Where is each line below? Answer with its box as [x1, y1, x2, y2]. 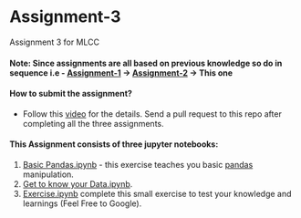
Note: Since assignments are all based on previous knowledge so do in [9, 57, 283, 68]
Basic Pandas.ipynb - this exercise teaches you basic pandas [22, 159, 254, 170]
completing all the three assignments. [22, 118, 164, 129]
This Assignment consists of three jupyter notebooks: [9, 139, 219, 150]
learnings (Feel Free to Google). [22, 198, 142, 209]
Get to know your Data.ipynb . [22, 178, 133, 189]
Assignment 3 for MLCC [9, 36, 100, 47]
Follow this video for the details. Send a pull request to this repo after [22, 108, 283, 119]
